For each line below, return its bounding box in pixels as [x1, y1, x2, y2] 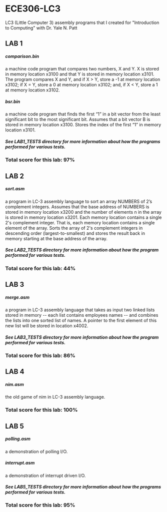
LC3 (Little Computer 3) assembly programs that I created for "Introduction [5, 19, 159, 25]
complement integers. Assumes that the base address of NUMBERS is [5, 203, 149, 210]
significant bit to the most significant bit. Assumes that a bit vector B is [5, 116, 150, 122]
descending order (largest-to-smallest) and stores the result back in [5, 230, 145, 236]
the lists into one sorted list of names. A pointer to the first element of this [5, 317, 157, 323]
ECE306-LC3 [5, 3, 61, 14]
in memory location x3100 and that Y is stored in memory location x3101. [5, 71, 154, 77]
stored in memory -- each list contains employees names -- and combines [5, 312, 158, 318]
